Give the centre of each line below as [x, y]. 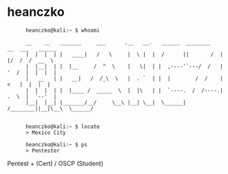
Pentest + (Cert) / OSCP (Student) [55, 163]
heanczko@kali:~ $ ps [56, 144]
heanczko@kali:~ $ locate [62, 127]
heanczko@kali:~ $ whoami [62, 30]
